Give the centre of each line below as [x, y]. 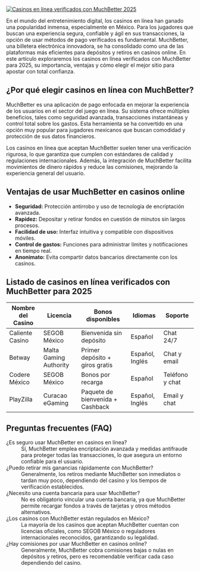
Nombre [24, 308]
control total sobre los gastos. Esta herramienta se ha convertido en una [95, 123]
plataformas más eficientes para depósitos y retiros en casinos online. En [96, 52]
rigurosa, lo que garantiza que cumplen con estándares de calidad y [90, 154]
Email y [174, 395]
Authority [56, 365]
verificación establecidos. [53, 487]
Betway [20, 358]
